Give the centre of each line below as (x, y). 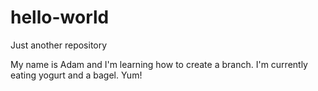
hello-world (60, 17)
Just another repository (59, 45)
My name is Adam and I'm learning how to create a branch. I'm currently (159, 64)
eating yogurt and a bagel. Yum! (76, 75)
